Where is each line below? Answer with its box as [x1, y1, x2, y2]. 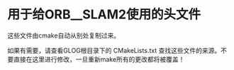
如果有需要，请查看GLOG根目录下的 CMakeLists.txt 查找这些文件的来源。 [7, 46, 221, 54]
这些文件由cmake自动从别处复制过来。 [7, 31, 121, 40]
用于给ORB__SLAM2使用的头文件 [7, 6, 201, 23]
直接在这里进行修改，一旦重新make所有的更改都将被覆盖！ [13, 54, 185, 64]
